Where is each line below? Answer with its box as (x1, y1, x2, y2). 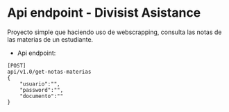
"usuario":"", (19, 80, 60, 88)
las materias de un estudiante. (7, 35, 94, 43)
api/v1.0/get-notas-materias (7, 68, 92, 75)
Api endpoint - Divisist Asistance (7, 5, 201, 21)
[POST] (7, 62, 26, 69)
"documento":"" (19, 93, 64, 99)
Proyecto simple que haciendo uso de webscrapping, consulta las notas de (7, 28, 222, 36)
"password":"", (19, 86, 64, 93)
